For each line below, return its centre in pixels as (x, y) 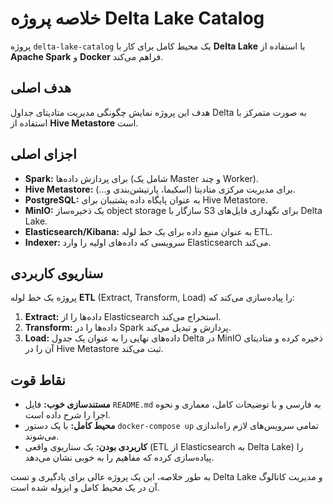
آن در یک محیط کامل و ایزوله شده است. (85, 488)
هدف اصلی (41, 88)
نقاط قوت (38, 380)
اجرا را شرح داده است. (67, 415)
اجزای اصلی (43, 154)
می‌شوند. (42, 436)
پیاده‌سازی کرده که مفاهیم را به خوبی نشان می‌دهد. (119, 458)
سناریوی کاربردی (57, 273)
